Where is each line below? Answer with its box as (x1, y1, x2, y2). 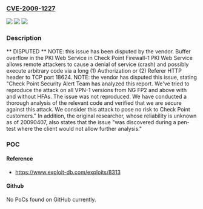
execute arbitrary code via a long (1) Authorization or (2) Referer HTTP (6, 67, 182, 74)
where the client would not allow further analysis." (17, 125, 142, 132)
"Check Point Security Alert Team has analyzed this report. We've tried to (6, 80, 190, 87)
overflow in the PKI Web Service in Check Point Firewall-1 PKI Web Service (6, 54, 193, 61)
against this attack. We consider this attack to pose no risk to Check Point (6, 105, 190, 113)
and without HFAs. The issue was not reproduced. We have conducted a (6, 93, 187, 100)
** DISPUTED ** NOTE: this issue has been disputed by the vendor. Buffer (6, 47, 191, 55)
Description (6, 34, 42, 42)
